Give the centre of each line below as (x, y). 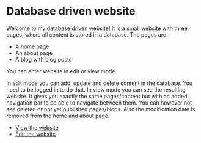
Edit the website (35, 134)
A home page (32, 46)
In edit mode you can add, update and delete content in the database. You (100, 83)
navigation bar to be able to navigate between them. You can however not (99, 103)
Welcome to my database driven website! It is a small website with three (97, 28)
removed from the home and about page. (58, 116)
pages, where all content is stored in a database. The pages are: (87, 34)
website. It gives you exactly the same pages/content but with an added (97, 96)
